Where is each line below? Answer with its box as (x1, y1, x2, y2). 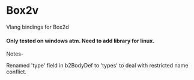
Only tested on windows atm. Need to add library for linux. (6, 37, 155, 44)
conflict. (6, 68, 27, 75)
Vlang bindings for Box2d (6, 23, 69, 30)
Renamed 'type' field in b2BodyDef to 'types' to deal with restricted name (6, 62, 189, 69)
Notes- (6, 50, 24, 57)
